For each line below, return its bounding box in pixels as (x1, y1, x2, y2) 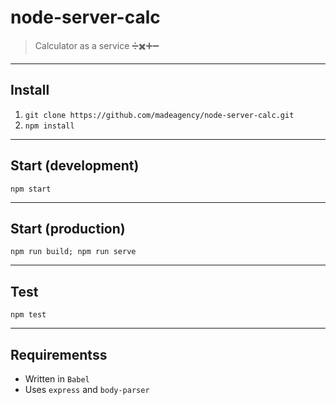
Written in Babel (24, 373, 90, 385)
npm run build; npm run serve (10, 247, 137, 257)
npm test (10, 310, 47, 320)
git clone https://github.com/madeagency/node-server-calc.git (24, 110, 295, 120)
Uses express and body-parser (24, 384, 150, 395)
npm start (10, 184, 52, 194)
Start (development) (10, 157, 140, 175)
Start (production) (10, 220, 126, 237)
